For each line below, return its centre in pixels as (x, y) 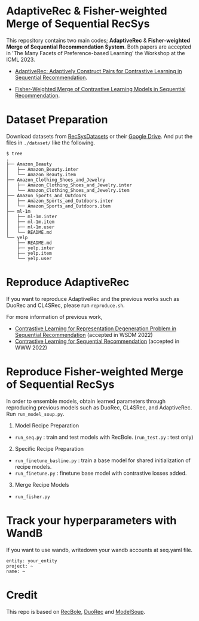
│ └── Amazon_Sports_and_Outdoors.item (59, 206)
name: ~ (16, 571)
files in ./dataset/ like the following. (51, 143)
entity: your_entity (32, 561)
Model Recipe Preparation (47, 425)
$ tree (14, 153)
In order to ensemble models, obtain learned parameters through (86, 401)
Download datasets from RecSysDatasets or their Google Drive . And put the (99, 136)
